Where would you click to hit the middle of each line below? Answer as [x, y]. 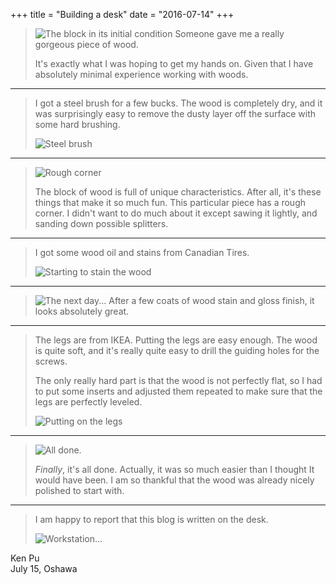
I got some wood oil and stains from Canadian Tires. [142, 252]
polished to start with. [79, 490]
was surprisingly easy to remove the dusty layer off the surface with [175, 113]
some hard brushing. [77, 124]
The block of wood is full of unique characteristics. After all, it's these [178, 192]
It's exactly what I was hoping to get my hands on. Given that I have [174, 63]
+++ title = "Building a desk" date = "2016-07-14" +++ [122, 14]
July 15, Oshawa [44, 568]
